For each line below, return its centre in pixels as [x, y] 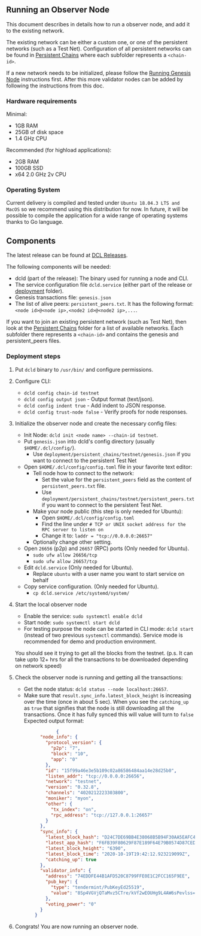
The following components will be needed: [59, 267]
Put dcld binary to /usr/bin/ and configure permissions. [84, 369]
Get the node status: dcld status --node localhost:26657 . [96, 689]
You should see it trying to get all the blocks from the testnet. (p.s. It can [104, 653]
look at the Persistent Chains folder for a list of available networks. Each [95, 328]
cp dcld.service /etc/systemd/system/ [81, 593]
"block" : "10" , [69, 754]
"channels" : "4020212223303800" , [87, 793]
